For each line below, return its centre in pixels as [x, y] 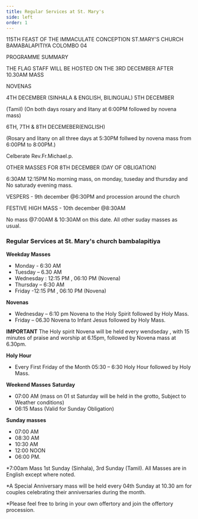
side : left [20, 17]
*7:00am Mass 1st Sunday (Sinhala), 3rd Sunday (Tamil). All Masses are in [96, 468]
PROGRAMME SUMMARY [37, 57]
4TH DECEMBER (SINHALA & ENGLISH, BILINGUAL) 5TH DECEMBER [90, 98]
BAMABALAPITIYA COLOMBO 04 [47, 46]
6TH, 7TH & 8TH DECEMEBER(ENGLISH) [56, 127]
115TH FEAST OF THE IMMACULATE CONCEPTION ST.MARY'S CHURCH [95, 40]
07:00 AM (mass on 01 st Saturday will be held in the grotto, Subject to [100, 396]
